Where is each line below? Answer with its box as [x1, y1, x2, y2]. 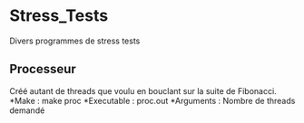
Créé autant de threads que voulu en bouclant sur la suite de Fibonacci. [9, 85, 277, 96]
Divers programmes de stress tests [9, 35, 141, 46]
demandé [9, 105, 45, 116]
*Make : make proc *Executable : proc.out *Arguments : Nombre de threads [9, 95, 296, 106]
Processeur [9, 61, 77, 77]
